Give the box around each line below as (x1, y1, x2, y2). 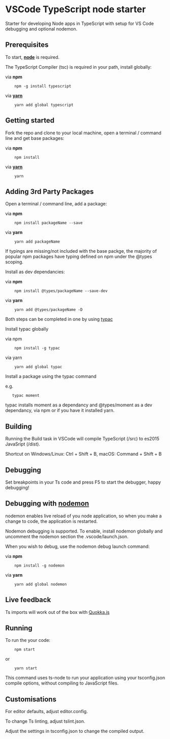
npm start (14, 647, 36, 652)
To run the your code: (5, 637, 51, 643)
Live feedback (5, 596, 51, 604)
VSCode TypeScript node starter (5, 4, 146, 15)
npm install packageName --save (14, 220, 83, 226)
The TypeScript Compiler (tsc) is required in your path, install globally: (5, 64, 152, 70)
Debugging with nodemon (5, 499, 89, 508)
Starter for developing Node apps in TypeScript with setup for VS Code (5, 20, 154, 26)
